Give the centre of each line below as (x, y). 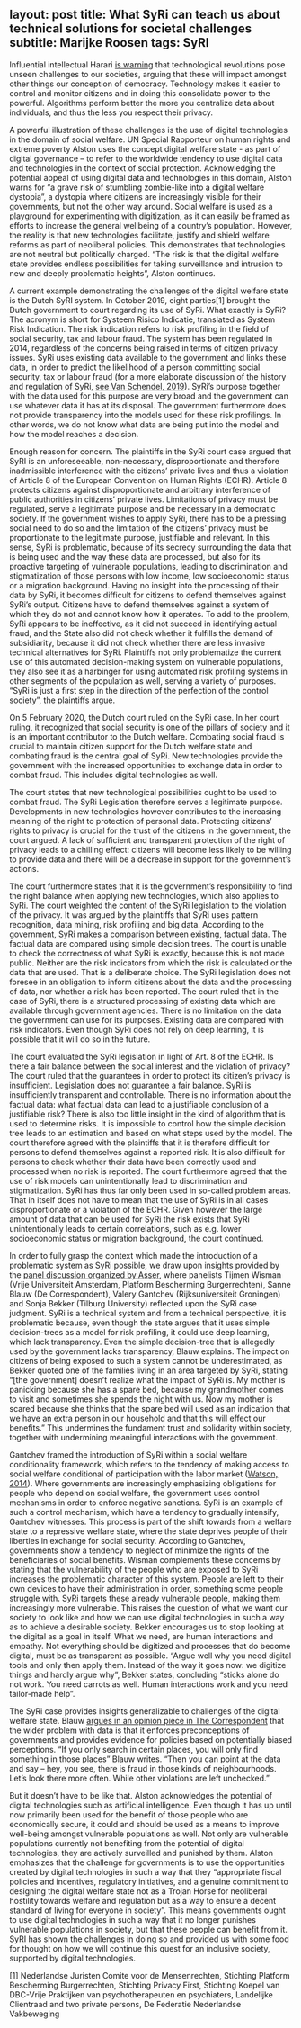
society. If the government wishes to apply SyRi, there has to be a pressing (148, 518)
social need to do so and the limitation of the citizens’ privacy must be (139, 528)
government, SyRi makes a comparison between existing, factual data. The (148, 934)
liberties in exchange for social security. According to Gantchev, (128, 1540)
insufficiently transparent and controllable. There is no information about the (150, 1095)
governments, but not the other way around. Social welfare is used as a (141, 206)
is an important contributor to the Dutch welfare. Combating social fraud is (147, 736)
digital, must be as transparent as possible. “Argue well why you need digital (150, 1656)
